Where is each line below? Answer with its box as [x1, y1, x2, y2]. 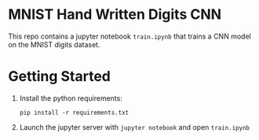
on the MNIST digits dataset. [8, 39, 100, 49]
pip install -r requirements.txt [19, 109, 129, 116]
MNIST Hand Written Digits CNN [8, 6, 222, 24]
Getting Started [8, 68, 111, 86]
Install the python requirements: [19, 93, 123, 103]
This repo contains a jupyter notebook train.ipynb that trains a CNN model [8, 31, 251, 41]
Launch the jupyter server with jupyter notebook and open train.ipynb [19, 122, 250, 131]
